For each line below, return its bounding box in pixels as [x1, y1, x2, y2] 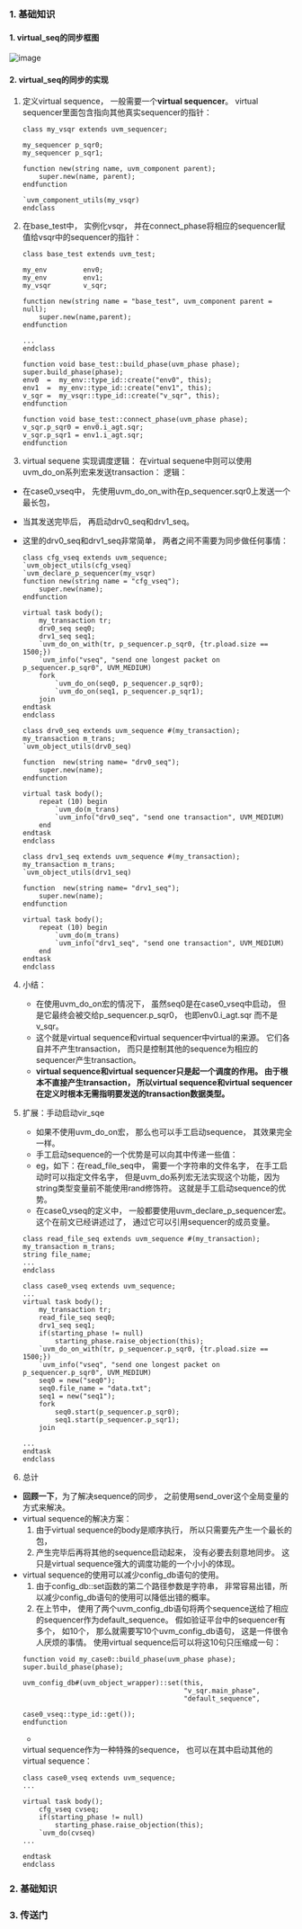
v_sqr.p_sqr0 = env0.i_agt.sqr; [22, 423, 144, 433]
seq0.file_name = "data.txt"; [39, 1384, 152, 1393]
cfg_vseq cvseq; [39, 1805, 100, 1814]
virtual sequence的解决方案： [22, 1514, 132, 1524]
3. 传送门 [9, 1909, 49, 1922]
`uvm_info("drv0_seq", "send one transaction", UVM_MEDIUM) [55, 813, 285, 822]
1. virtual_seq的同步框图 [9, 31, 100, 42]
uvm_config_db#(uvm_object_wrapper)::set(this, [22, 1679, 204, 1688]
